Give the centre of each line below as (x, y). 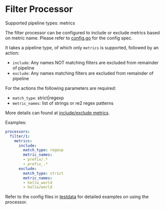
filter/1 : (20, 136)
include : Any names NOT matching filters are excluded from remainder (85, 62)
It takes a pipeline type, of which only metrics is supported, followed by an (82, 47)
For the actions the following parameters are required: (61, 88)
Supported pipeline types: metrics (40, 23)
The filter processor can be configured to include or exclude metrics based (82, 32)
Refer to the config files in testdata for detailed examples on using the (77, 197)
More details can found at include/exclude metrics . (57, 113)
